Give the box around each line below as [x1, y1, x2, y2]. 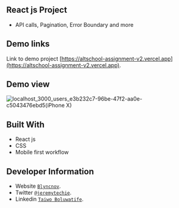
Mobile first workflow [15, 149, 69, 156]
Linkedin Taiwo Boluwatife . [15, 195, 84, 203]
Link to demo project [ [6, 55, 62, 62]
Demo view [6, 79, 50, 90]
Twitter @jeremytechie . [15, 189, 72, 196]
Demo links [6, 39, 50, 49]
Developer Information [6, 166, 95, 176]
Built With [6, 119, 45, 130]
